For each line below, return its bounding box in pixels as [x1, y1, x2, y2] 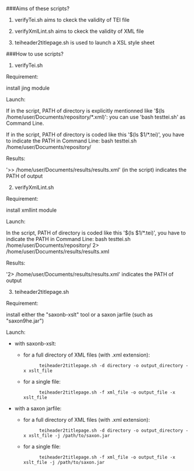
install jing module [6, 84, 50, 92]
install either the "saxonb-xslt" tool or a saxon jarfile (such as [6, 311, 153, 318]
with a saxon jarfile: [14, 405, 62, 412]
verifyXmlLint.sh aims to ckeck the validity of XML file [14, 28, 144, 35]
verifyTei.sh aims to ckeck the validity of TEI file [14, 16, 130, 23]
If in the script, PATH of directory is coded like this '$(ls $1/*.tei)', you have [6, 131, 185, 138]
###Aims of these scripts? [6, 5, 70, 12]
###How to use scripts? [6, 50, 64, 57]
